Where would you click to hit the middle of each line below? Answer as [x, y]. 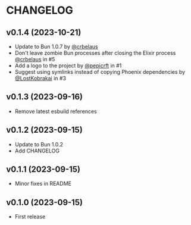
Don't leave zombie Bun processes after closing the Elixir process [95, 53]
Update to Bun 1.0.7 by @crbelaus [56, 46]
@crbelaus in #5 [35, 59]
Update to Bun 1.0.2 [39, 144]
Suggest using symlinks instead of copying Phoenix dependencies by [100, 72]
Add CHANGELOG [37, 151]
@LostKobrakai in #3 [40, 78]
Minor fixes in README [43, 184]
